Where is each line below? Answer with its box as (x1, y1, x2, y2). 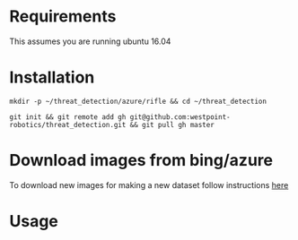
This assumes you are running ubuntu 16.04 (9, 36, 171, 47)
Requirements (9, 6, 117, 27)
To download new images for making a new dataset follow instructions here (9, 179, 289, 190)
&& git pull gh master (129, 120, 215, 129)
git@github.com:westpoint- (129, 112, 231, 122)
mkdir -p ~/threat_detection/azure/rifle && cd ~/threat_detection (9, 97, 267, 106)
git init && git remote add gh (9, 112, 127, 122)
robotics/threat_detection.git (9, 120, 127, 129)
